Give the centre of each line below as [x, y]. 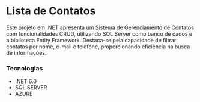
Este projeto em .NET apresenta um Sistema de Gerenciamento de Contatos [100, 27]
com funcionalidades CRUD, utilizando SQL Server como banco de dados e [99, 33]
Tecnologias [25, 68]
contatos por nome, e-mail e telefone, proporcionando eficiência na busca [98, 47]
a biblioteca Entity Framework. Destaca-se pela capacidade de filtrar [91, 40]
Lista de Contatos [51, 11]
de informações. [26, 52]
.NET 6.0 [26, 81]
